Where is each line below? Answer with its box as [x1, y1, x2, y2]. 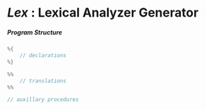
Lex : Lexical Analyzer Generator [7, 5, 199, 21]
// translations [19, 77, 67, 84]
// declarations [19, 52, 67, 59]
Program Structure [7, 28, 62, 36]
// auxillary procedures [7, 96, 79, 103]
